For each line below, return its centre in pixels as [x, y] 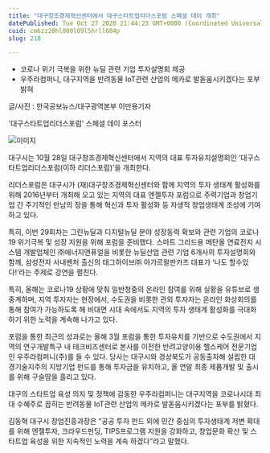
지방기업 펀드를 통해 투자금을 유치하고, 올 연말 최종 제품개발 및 [147, 367]
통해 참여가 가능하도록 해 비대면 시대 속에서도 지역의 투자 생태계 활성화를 [122, 310]
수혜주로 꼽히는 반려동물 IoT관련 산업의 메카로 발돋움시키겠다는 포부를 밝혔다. [137, 404]
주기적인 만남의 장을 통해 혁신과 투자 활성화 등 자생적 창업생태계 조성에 [136, 205]
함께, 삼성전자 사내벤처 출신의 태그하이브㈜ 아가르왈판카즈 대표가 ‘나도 [118, 262]
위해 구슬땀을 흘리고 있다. [56, 377]
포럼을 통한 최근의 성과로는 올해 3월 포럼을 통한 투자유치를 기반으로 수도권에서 [131, 337]
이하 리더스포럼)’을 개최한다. [107, 168]
